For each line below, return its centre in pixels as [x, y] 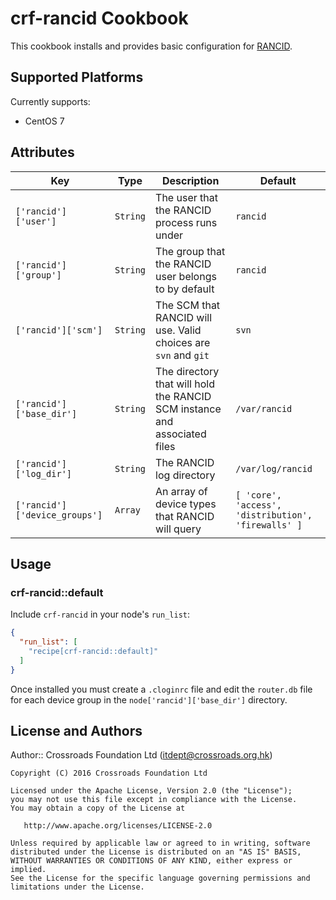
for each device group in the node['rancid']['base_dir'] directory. [149, 699]
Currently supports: [50, 101]
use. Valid [178, 330]
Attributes [42, 152]
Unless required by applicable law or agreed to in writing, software [160, 843]
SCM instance [188, 409]
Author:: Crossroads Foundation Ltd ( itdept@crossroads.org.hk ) [141, 755]
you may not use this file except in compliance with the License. [154, 800]
